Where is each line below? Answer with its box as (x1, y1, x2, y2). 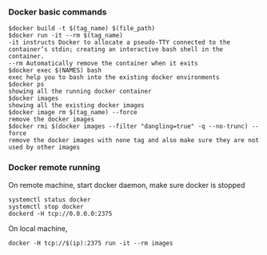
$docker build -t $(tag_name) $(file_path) (8, 25, 156, 33)
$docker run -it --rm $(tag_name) (8, 31, 124, 40)
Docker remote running (8, 162, 101, 173)
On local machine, (8, 223, 68, 233)
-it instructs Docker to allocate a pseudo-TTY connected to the (8, 38, 230, 46)
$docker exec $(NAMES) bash (8, 66, 102, 74)
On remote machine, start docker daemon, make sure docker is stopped (8, 180, 245, 189)
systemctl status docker (8, 195, 91, 204)
